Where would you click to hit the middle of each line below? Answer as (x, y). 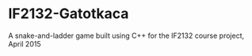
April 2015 (25, 43)
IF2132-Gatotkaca (69, 14)
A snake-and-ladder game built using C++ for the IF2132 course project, (126, 35)
